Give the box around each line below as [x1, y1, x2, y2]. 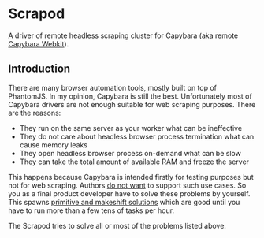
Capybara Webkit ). [8, 39, 69, 48]
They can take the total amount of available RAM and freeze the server [19, 157, 250, 166]
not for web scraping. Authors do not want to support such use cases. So [8, 180, 247, 190]
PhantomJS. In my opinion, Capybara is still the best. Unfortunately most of [8, 91, 252, 101]
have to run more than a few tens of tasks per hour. [8, 206, 175, 215]
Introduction [8, 62, 71, 76]
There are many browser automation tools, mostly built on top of [8, 83, 218, 92]
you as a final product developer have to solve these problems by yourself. [8, 188, 251, 198]
